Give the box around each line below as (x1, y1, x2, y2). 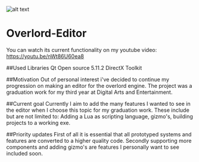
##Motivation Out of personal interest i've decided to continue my (6, 75, 170, 83)
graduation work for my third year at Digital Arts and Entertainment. (6, 88, 173, 96)
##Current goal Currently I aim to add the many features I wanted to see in (6, 100, 191, 107)
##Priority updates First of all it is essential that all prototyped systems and (6, 130, 192, 137)
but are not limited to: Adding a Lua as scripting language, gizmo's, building (6, 112, 194, 120)
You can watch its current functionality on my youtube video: (6, 46, 158, 53)
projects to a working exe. (6, 119, 71, 126)
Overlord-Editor (6, 27, 87, 40)
